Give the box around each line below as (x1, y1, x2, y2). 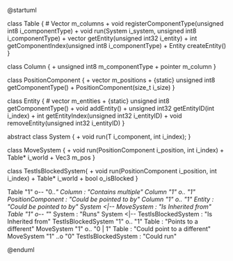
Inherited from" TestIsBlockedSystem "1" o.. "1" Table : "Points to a (7, 217, 198, 226)
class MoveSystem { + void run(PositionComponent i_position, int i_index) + (7, 146, 225, 154)
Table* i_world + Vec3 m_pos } (7, 153, 95, 161)
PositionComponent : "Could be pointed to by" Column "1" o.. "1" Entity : (7, 195, 214, 203)
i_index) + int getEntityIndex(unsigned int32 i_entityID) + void (7, 111, 182, 120)
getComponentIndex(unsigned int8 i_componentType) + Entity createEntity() (7, 42, 227, 49)
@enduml (7, 246, 35, 253)
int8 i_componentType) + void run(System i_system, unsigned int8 (7, 27, 197, 35)
